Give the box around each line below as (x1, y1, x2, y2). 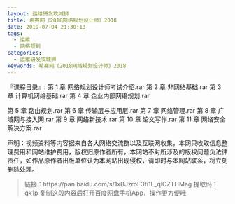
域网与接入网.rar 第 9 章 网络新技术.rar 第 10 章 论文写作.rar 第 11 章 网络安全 (7, 115, 226, 123)
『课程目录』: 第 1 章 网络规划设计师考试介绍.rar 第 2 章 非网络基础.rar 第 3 (7, 82, 222, 91)
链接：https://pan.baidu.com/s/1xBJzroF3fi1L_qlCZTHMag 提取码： (24, 179, 218, 188)
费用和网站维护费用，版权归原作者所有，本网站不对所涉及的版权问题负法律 (13, 147, 228, 156)
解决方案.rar (7, 123, 42, 132)
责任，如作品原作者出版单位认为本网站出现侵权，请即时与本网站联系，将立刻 (7, 156, 228, 165)
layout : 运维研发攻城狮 (7, 10, 69, 18)
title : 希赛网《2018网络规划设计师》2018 (7, 17, 117, 24)
